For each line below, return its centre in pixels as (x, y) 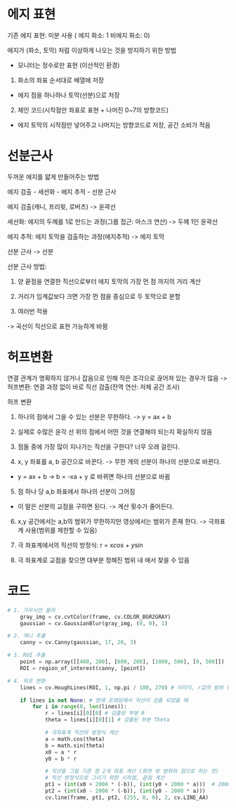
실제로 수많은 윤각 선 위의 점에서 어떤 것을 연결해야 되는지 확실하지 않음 (115, 431)
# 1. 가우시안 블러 (31, 610)
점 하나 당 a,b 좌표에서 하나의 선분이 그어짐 (76, 491)
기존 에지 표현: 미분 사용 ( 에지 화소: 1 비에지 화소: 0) (79, 35)
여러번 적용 (33, 311)
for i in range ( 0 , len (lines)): (80, 707)
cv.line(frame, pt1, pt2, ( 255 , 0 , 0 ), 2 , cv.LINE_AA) (127, 797)
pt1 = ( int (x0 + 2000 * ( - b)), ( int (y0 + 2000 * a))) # (130, 785)
